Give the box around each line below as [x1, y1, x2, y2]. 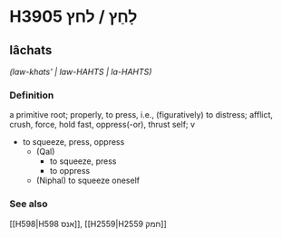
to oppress [49, 166, 91, 176]
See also [9, 197, 48, 210]
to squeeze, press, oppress [22, 137, 125, 148]
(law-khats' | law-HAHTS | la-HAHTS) [9, 66, 152, 77]
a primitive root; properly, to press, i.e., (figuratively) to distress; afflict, [9, 109, 274, 120]
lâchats [9, 43, 53, 58]
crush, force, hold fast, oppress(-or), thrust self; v [9, 119, 196, 130]
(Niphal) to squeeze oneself [35, 175, 141, 186]
